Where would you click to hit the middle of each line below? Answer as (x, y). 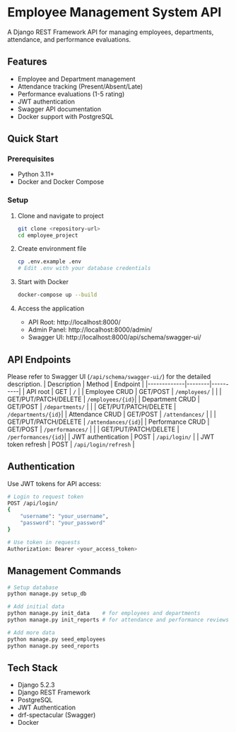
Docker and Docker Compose (61, 182)
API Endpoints (39, 360)
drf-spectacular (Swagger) (57, 715)
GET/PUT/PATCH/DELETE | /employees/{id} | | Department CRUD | (104, 399)
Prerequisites (31, 159)
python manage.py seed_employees (57, 639)
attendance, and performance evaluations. (69, 39)
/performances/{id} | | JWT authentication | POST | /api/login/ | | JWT (111, 437)
